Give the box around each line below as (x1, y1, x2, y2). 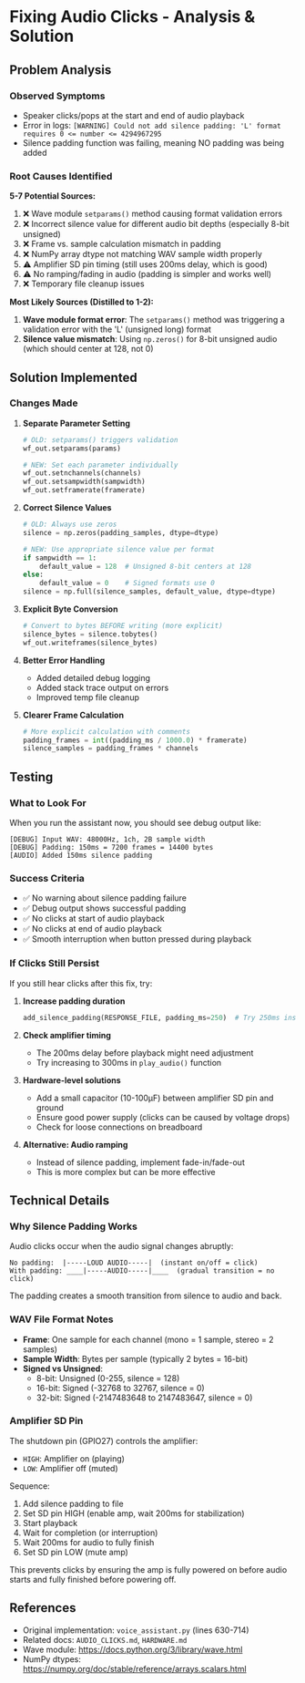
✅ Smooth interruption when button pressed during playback (22, 934, 252, 945)
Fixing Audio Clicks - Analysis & (9, 6, 256, 27)
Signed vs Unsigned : (22, 1363, 103, 1374)
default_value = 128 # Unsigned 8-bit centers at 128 (39, 562, 252, 571)
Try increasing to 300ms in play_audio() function (36, 1057, 222, 1068)
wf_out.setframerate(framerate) (22, 486, 146, 495)
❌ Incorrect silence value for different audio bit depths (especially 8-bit (22, 219, 290, 230)
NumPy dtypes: (22, 1653, 82, 1665)
